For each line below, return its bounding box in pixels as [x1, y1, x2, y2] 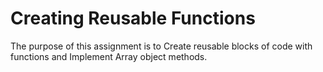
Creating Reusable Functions [10, 7, 256, 30]
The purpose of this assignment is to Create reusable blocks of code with [10, 40, 313, 52]
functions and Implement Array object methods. [10, 50, 208, 62]
